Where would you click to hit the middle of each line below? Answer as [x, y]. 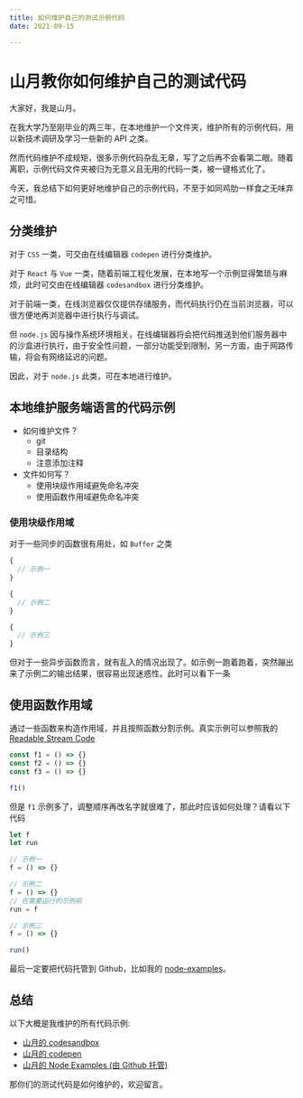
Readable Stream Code [52, 739]
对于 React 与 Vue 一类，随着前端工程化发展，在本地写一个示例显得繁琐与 [145, 274]
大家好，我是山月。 [45, 108]
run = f [24, 909]
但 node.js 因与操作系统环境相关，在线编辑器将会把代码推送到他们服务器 [144, 334]
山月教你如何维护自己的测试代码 [128, 81]
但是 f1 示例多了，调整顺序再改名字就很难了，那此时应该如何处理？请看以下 [150, 806]
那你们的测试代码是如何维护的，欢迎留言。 [88, 1084]
